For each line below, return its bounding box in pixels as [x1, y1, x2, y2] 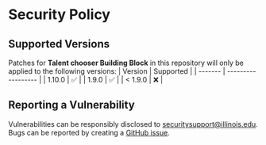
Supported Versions [8, 37, 110, 51]
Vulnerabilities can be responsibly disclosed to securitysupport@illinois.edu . [8, 119, 258, 128]
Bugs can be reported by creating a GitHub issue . [8, 128, 171, 137]
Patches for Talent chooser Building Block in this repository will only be [8, 58, 244, 67]
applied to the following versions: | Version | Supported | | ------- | [8, 67, 226, 76]
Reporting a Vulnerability [8, 98, 135, 112]
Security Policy [8, 6, 111, 24]
